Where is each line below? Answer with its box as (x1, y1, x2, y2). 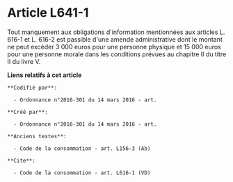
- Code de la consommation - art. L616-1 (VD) (13, 169, 151, 176)
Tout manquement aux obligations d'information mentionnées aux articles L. (7, 28, 225, 36)
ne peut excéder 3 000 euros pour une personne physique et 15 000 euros (7, 42, 221, 51)
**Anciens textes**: (7, 133, 67, 140)
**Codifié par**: (7, 84, 58, 91)
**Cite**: (7, 157, 36, 164)
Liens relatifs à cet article (7, 71, 82, 79)
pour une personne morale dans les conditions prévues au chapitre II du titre (7, 50, 227, 58)
